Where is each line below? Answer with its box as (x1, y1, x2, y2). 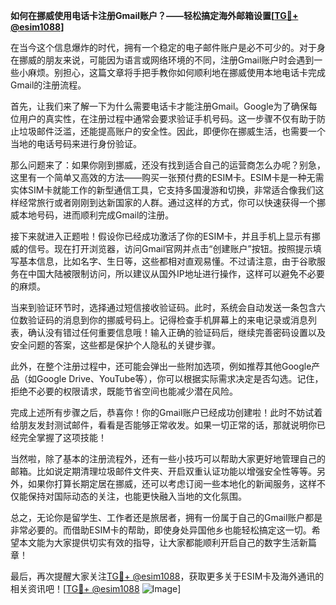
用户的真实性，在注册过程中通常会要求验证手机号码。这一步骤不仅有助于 (18, 113, 317, 124)
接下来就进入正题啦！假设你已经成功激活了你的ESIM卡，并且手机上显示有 (10, 230, 312, 242)
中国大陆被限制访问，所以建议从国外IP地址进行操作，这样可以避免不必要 (27, 268, 325, 279)
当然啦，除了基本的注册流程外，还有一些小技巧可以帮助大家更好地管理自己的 (10, 453, 326, 464)
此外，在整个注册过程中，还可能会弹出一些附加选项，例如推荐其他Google (10, 360, 312, 372)
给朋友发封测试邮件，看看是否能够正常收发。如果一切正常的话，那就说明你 (10, 419, 317, 431)
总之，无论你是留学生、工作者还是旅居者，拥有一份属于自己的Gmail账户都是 (10, 512, 323, 523)
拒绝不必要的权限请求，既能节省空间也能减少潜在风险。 (10, 385, 238, 397)
